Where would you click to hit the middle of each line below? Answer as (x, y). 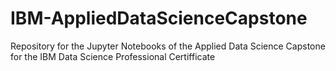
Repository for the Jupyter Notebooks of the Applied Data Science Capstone (168, 46)
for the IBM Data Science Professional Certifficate (113, 56)
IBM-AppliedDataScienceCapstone (159, 18)
